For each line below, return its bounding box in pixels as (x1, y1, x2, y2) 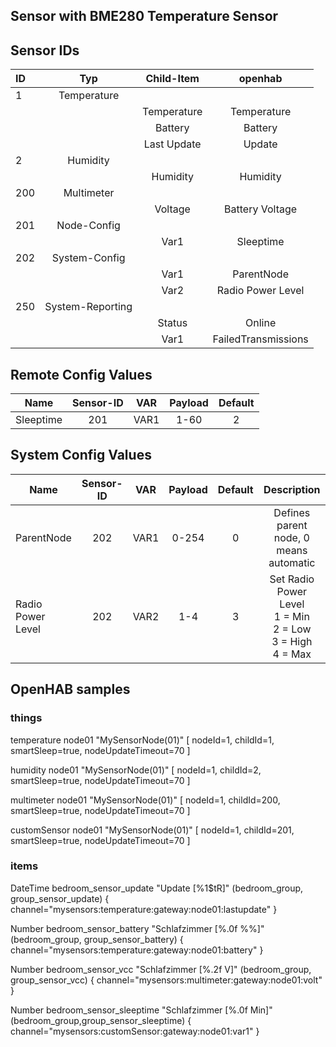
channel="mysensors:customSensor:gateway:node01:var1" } (10, 1025, 260, 1037)
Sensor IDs (10, 42, 80, 59)
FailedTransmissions (212, 332, 309, 346)
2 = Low (272, 622, 312, 636)
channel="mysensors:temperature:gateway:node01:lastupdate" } (10, 903, 278, 915)
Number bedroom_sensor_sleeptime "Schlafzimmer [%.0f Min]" (10, 1004, 273, 1016)
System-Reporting (44, 300, 133, 314)
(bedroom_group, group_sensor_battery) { (10, 933, 184, 945)
